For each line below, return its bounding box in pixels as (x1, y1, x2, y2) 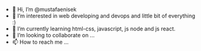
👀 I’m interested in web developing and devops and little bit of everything (12, 12, 196, 19)
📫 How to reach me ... (12, 38, 69, 46)
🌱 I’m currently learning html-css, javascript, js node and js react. (12, 25, 175, 32)
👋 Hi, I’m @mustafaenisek (12, 6, 77, 13)
